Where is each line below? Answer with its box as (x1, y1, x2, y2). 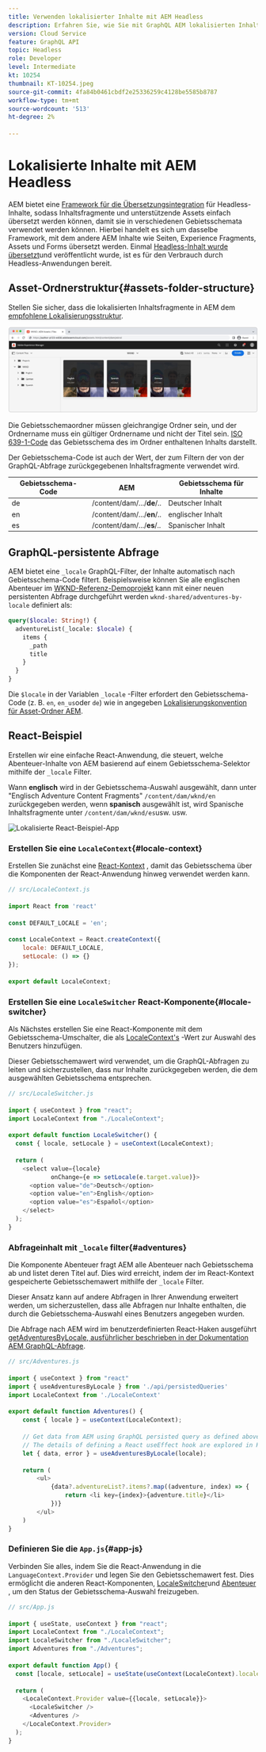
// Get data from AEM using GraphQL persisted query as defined (22, 1433, 239, 1441)
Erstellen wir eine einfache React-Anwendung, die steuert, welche (8, 750, 224, 760)
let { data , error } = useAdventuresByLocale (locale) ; (22, 1449, 207, 1457)
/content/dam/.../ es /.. (92, 520, 161, 530)
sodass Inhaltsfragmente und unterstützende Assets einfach (34, 208, 231, 217)
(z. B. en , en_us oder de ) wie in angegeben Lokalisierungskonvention (27, 698, 248, 708)
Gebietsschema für (178, 479, 244, 487)
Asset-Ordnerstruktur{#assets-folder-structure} (8, 281, 255, 295)
